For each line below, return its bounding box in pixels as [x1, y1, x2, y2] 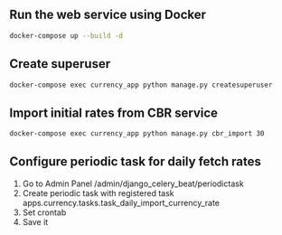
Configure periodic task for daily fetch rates [9, 154, 262, 170]
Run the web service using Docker [9, 7, 206, 23]
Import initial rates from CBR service [9, 105, 219, 120]
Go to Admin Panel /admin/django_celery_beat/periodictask [22, 178, 244, 189]
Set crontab [22, 207, 67, 218]
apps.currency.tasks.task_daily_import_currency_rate [22, 197, 220, 208]
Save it [22, 216, 49, 227]
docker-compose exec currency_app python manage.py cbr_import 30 [9, 129, 265, 138]
